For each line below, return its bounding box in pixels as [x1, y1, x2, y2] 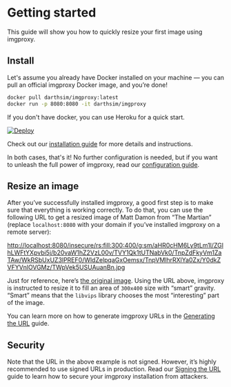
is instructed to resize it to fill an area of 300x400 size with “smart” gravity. [7, 284, 216, 292]
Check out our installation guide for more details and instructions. [7, 139, 193, 148]
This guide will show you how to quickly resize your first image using [7, 28, 203, 36]
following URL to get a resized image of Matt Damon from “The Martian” [7, 213, 212, 221]
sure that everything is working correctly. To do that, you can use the [7, 206, 203, 215]
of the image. [7, 299, 45, 307]
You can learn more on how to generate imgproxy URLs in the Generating [7, 312, 215, 320]
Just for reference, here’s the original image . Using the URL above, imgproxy [7, 277, 225, 285]
